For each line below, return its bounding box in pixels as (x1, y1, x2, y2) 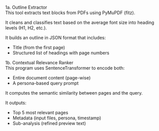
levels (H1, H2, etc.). (5, 25, 47, 31)
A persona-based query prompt (12, 80, 79, 86)
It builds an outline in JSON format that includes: (5, 35, 106, 40)
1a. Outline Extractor (5, 5, 47, 10)
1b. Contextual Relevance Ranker (5, 60, 74, 65)
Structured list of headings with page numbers (12, 50, 110, 56)
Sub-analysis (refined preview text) (12, 120, 86, 126)
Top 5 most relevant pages (12, 110, 69, 115)
